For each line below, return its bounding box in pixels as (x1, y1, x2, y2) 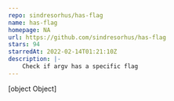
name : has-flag (8, 19, 58, 27)
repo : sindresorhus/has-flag (8, 11, 103, 20)
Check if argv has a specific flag (22, 63, 139, 70)
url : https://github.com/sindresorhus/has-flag (8, 33, 167, 41)
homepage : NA (8, 26, 51, 34)
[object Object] (8, 84, 57, 93)
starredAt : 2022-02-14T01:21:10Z (8, 48, 118, 56)
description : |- (8, 56, 61, 63)
